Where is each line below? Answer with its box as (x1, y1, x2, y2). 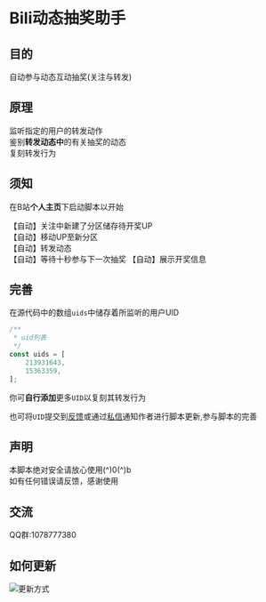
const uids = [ (9, 350, 66, 359)
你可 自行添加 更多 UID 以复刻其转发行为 (9, 392, 147, 403)
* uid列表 (12, 333, 47, 342)
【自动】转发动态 (9, 242, 72, 253)
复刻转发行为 (9, 148, 56, 158)
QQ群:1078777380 (9, 530, 77, 541)
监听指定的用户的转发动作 (9, 125, 103, 136)
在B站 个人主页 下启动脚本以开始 (9, 201, 125, 212)
